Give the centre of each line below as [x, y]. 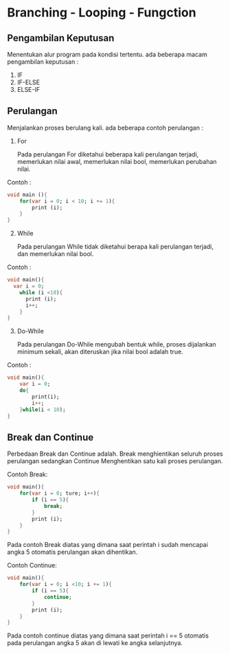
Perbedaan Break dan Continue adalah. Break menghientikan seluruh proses [115, 454]
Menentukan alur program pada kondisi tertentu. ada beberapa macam [107, 54]
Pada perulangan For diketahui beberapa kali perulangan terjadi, [108, 154]
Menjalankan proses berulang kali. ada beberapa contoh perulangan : [105, 128]
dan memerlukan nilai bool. [55, 254]
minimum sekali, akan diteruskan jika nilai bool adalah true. [100, 352]
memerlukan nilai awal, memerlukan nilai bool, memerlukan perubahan [117, 161]
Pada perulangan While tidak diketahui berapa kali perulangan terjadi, [115, 247]
